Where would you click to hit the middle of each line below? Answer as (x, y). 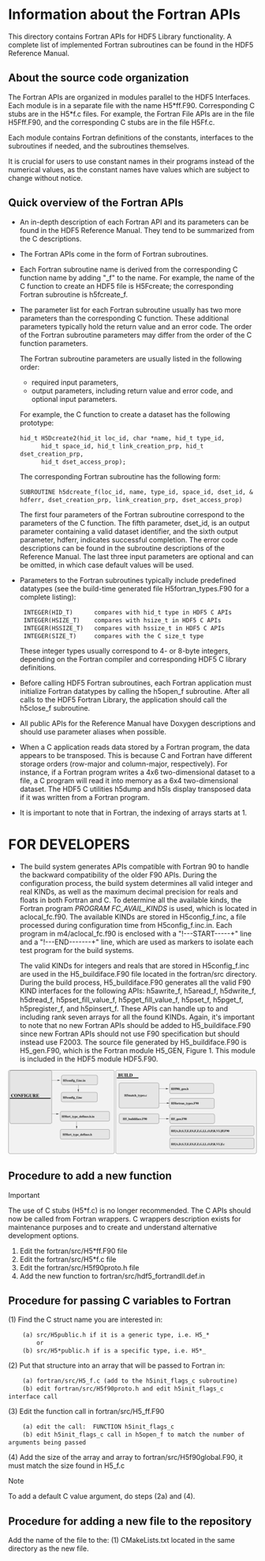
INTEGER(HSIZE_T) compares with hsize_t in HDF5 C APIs (122, 620)
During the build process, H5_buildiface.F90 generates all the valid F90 (135, 982)
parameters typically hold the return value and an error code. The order (136, 326)
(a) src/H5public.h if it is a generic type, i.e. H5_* (116, 1335)
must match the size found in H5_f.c (66, 1465)
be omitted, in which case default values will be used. (107, 565)
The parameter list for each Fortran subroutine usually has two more (131, 310)
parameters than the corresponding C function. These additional (124, 318)
